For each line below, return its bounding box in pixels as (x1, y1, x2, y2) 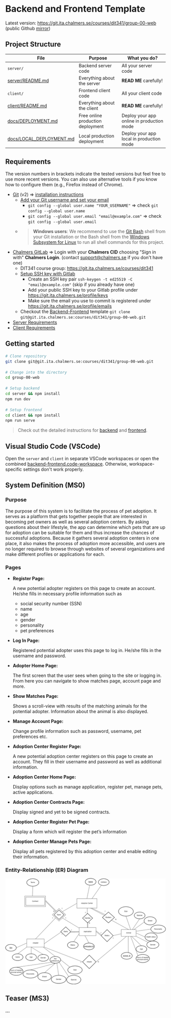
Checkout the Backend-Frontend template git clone (20, 308, 131, 315)
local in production (121, 135, 161, 142)
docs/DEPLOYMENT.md (7, 118, 58, 124)
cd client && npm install (5, 413, 60, 418)
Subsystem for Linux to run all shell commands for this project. (33, 239, 164, 245)
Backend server (78, 62, 112, 69)
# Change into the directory (5, 370, 67, 375)
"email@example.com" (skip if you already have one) (27, 281, 135, 288)
